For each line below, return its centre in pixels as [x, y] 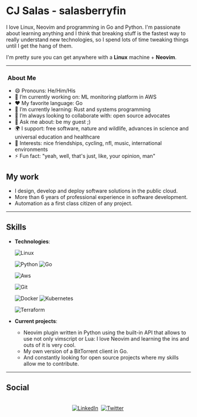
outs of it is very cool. [50, 345]
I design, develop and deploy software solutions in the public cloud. [96, 191]
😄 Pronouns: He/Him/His [45, 91]
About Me [22, 78]
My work [23, 176]
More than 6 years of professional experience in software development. [101, 197]
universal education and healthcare [57, 137]
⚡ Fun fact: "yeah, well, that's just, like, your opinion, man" [85, 156]
